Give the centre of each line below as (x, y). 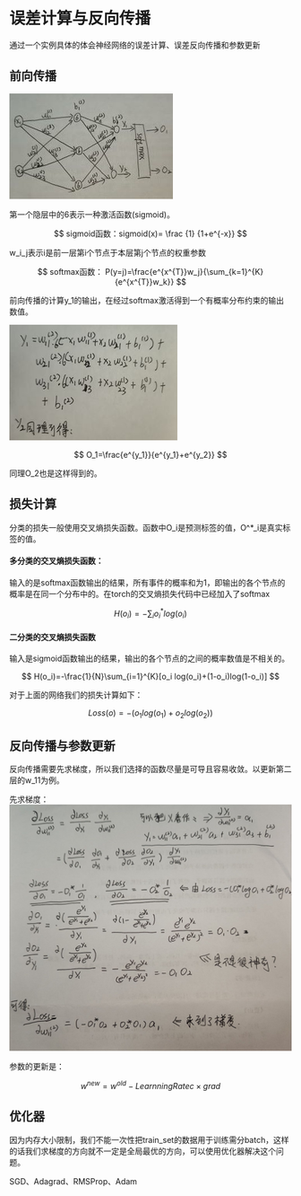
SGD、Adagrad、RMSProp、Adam (73, 1181)
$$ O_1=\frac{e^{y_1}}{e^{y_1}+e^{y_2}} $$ (150, 454)
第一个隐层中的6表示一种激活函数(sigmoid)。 (92, 214)
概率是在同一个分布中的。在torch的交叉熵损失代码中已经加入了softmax (140, 594)
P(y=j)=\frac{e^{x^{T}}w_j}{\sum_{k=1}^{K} (184, 271)
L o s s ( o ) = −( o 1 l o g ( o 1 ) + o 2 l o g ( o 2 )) (150, 714)
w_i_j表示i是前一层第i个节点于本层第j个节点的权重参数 (107, 252)
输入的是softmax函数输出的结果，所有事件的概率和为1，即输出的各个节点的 (147, 582)
